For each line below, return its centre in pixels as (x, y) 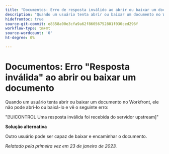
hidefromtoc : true (24, 19)
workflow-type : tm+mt (28, 28)
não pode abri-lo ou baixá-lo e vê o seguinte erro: (57, 107)
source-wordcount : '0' (29, 33)
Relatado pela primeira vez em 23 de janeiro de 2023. (61, 146)
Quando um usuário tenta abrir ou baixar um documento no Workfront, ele (82, 102)
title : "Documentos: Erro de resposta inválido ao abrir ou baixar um (81, 10)
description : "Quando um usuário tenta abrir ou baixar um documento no (83, 14)
